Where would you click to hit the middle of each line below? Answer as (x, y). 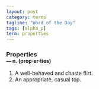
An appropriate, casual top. (48, 80)
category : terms (26, 17)
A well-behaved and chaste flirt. (54, 73)
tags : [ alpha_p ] (26, 28)
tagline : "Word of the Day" (41, 23)
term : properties (28, 34)
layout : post (22, 12)
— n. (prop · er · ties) (29, 61)
